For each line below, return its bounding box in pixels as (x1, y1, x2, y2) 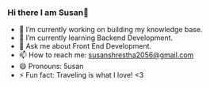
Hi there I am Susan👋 (7, 7, 89, 18)
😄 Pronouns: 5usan (18, 62, 84, 71)
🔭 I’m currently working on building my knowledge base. (18, 25, 203, 34)
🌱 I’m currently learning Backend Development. (18, 33, 174, 42)
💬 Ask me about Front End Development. (18, 42, 152, 51)
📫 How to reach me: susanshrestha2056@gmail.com (18, 50, 194, 60)
